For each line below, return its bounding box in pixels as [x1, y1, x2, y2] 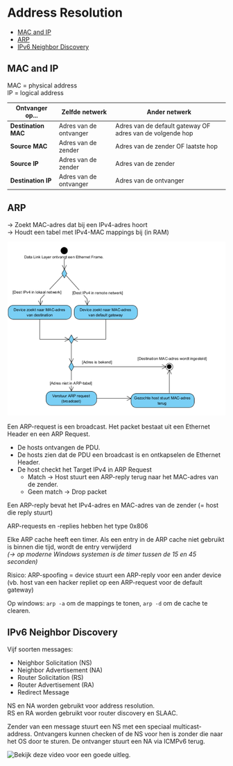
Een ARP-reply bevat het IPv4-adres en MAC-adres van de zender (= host [7, 501, 219, 509]
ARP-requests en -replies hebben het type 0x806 [7, 522, 148, 530]
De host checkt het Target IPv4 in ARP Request [17, 465, 152, 474]
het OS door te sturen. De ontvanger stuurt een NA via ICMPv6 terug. [7, 737, 206, 745]
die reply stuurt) [7, 508, 53, 517]
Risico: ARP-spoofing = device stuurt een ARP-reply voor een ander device [7, 571, 222, 579]
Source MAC [10, 142, 48, 151]
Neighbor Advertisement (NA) [17, 665, 103, 674]
